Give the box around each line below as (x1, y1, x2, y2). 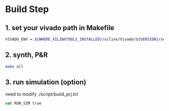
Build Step (5, 4, 49, 15)
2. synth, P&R (5, 51, 48, 59)
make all (5, 64, 24, 69)
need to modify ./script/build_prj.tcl (5, 91, 78, 97)
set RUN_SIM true (5, 101, 42, 106)
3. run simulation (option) (5, 78, 87, 86)
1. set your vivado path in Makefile (5, 24, 115, 32)
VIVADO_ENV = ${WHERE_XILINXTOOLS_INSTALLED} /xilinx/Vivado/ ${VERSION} (5, 37, 158, 42)
